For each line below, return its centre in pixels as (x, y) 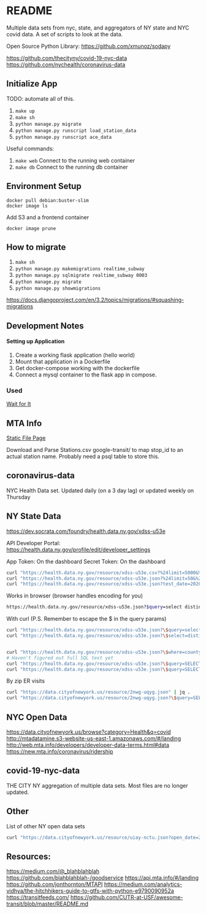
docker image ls (27, 206)
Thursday (18, 497)
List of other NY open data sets (46, 826)
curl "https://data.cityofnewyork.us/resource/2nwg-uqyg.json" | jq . (98, 692)
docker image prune (31, 228)
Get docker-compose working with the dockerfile (77, 368)
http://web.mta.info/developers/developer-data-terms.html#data (88, 745)
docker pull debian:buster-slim (48, 200)
